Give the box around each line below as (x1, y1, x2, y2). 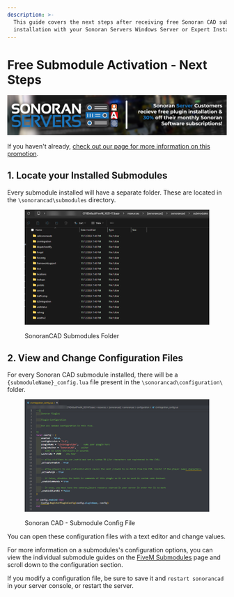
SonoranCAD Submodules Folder (24, 332, 120, 340)
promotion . (7, 149, 39, 158)
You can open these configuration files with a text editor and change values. (7, 532, 226, 541)
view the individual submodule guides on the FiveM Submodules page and (7, 553, 221, 561)
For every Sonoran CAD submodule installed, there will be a (7, 370, 178, 379)
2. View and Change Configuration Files (7, 352, 183, 364)
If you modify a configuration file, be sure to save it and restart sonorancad (7, 574, 224, 582)
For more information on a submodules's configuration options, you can (7, 545, 213, 554)
